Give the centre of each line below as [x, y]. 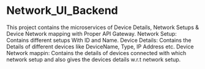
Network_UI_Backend [62, 11]
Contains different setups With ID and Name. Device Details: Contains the [99, 40]
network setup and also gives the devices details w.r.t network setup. [94, 59]
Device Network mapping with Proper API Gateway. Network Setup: [92, 33]
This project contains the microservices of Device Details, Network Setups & [103, 27]
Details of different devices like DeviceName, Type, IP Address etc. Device [100, 47]
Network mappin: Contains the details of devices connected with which [96, 53]
